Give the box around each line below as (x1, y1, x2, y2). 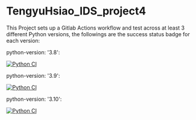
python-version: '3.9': (6, 72, 60, 79)
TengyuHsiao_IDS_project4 (6, 4, 147, 18)
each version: (6, 37, 40, 44)
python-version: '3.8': (6, 48, 60, 55)
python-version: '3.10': (6, 95, 62, 103)
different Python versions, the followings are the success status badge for (6, 30, 190, 37)
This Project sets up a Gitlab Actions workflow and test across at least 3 (6, 24, 185, 31)
